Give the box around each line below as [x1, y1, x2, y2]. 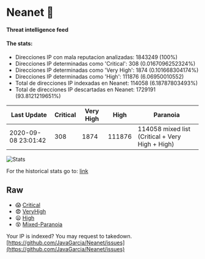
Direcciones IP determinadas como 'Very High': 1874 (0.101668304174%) [15, 66, 199, 74]
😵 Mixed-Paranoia [15, 221, 63, 228]
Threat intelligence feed [6, 26, 69, 33]
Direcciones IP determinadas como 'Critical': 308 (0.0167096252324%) [15, 60, 196, 67]
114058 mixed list [137, 124, 191, 133]
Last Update [11, 110, 48, 119]
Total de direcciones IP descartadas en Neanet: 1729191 [15, 85, 156, 93]
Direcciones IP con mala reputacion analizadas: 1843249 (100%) [15, 53, 178, 60]
